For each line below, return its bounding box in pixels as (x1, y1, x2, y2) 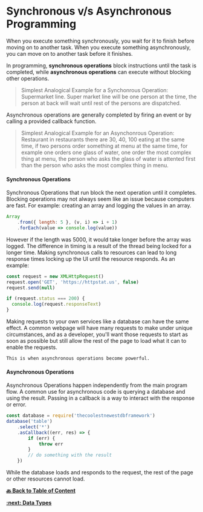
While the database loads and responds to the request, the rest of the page (6, 469, 193, 476)
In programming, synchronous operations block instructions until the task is (6, 62, 197, 69)
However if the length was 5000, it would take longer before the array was (6, 235, 192, 243)
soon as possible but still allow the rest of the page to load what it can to (6, 337, 187, 345)
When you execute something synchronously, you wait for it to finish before (6, 37, 195, 44)
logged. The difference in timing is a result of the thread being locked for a (6, 242, 192, 249)
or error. (6, 401, 27, 408)
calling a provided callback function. (6, 117, 97, 125)
